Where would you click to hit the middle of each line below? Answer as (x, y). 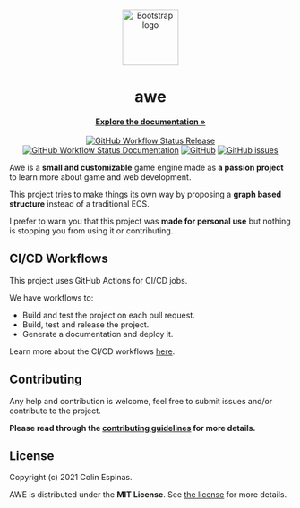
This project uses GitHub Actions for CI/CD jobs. (99, 280)
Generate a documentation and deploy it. (98, 334)
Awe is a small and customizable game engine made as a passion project (146, 167)
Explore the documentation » (150, 122)
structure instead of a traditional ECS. (79, 203)
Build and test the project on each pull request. (108, 315)
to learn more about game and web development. (100, 177)
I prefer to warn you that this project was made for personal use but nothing (150, 221)
